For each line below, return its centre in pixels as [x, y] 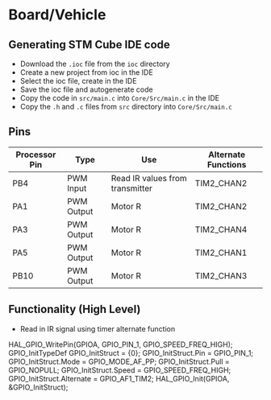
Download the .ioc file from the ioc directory [95, 64]
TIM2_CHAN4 [221, 229]
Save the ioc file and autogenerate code [86, 89]
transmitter [132, 188]
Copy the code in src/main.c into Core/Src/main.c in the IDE [120, 98]
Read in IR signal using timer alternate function [98, 328]
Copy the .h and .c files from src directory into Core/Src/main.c [126, 107]
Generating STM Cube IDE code [90, 45]
